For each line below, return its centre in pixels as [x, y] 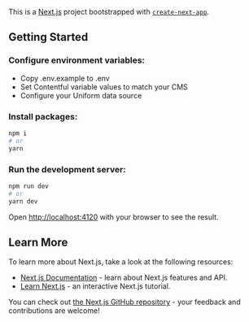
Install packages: [43, 116]
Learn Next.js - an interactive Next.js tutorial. [95, 286]
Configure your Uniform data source [81, 95]
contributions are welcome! [54, 311]
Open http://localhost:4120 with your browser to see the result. [114, 217]
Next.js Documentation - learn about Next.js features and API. [124, 278]
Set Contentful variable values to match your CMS [104, 87]
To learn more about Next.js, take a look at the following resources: [121, 262]
